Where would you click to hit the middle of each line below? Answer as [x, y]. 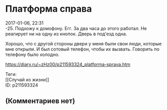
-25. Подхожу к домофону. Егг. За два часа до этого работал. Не [76, 28]
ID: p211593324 [22, 85]
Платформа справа [49, 9]
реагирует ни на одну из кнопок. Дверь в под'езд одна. [66, 34]
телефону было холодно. [33, 54]
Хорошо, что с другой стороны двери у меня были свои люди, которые [84, 43]
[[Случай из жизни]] [27, 79]
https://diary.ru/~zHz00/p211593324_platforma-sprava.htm [68, 64]
